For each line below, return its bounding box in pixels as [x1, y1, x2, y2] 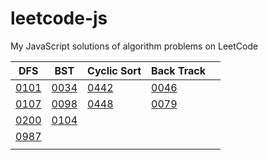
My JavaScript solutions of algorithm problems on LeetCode [10, 40, 259, 52]
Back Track [151, 63, 206, 77]
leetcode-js [10, 7, 108, 30]
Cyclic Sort [87, 63, 142, 77]
